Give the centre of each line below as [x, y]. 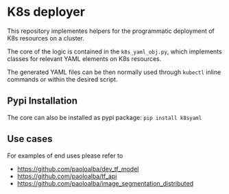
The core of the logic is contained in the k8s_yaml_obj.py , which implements [114, 51]
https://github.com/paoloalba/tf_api [67, 176]
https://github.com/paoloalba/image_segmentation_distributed [105, 183]
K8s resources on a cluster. [46, 38]
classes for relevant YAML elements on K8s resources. [84, 58]
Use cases [30, 139]
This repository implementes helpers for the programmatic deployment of [111, 31]
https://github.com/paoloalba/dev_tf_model [78, 169]
